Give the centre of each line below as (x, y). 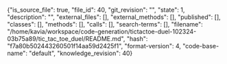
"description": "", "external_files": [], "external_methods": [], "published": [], (114, 17)
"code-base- (201, 46)
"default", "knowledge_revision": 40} (81, 53)
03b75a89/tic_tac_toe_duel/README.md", (66, 39)
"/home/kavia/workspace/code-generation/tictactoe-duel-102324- (102, 31)
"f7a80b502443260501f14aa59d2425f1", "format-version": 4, (94, 46)
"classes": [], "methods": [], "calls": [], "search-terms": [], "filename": (105, 24)
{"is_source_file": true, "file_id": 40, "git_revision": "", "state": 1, (96, 10)
